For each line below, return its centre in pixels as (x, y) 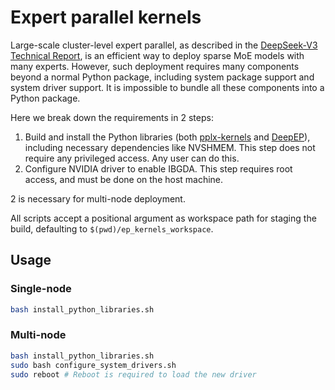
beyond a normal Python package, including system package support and (162, 77)
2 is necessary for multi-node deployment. (98, 198)
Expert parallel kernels (106, 17)
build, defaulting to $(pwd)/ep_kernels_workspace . (112, 228)
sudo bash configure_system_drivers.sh (93, 365)
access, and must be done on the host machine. (124, 179)
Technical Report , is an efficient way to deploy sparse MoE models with (157, 55)
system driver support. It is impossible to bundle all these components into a (167, 87)
